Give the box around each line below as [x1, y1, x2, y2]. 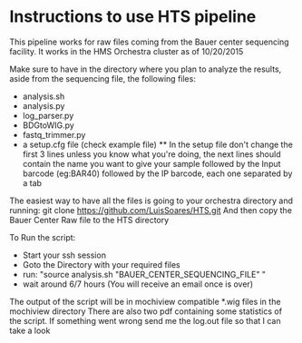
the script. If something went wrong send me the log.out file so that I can [9, 315, 281, 326]
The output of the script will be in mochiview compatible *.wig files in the [9, 296, 281, 307]
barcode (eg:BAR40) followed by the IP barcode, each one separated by [22, 168, 293, 179]
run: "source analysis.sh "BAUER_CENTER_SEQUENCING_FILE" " [22, 269, 266, 279]
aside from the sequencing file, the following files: [9, 73, 197, 83]
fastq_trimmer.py [22, 129, 86, 140]
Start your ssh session [22, 250, 107, 260]
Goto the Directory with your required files [22, 259, 180, 269]
